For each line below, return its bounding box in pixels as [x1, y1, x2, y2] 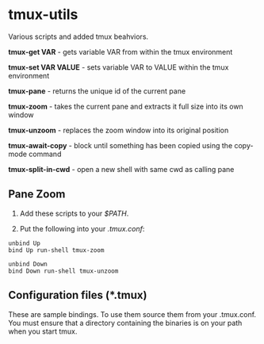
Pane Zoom [8, 188, 66, 201]
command [29, 149, 62, 159]
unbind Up [8, 239, 41, 247]
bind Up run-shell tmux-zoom [8, 246, 105, 254]
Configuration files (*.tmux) [8, 289, 147, 302]
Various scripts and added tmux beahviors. [8, 32, 149, 41]
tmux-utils [8, 6, 78, 24]
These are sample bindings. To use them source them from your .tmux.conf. [8, 309, 256, 319]
